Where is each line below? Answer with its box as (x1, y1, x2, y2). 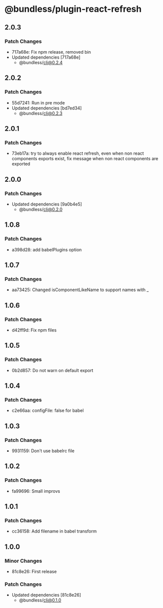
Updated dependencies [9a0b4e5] (11, 201, 82, 207)
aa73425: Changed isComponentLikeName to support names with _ (11, 287, 149, 293)
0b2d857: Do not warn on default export (11, 367, 94, 373)
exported (11, 161, 30, 167)
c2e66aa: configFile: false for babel (11, 407, 84, 413)
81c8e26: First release (11, 569, 57, 574)
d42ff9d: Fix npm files (11, 327, 57, 333)
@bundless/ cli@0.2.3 (19, 110, 62, 116)
